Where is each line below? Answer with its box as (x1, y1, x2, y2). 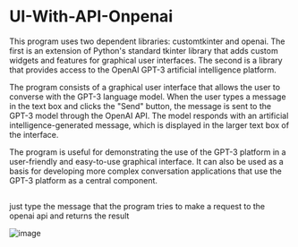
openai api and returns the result (9, 210, 130, 221)
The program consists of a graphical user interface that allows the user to (9, 81, 280, 92)
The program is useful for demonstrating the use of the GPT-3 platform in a (9, 146, 286, 158)
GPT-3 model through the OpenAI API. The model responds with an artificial (9, 110, 289, 121)
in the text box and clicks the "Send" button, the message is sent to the (9, 100, 271, 111)
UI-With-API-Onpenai (9, 6, 173, 27)
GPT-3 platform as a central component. (9, 175, 158, 185)
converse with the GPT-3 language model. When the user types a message (9, 91, 286, 102)
